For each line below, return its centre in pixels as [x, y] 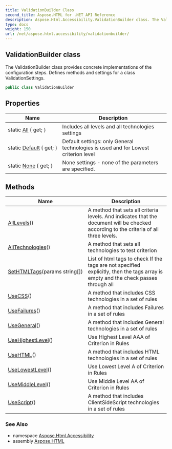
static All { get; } [27, 130]
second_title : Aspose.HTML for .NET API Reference [60, 15]
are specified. [79, 169]
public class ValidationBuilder [40, 87]
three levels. [103, 236]
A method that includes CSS [122, 293]
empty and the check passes [123, 278]
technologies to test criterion [122, 250]
